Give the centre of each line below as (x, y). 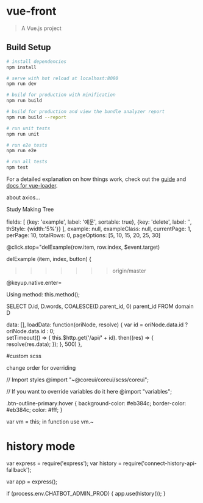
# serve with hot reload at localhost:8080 (62, 78)
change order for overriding (41, 368)
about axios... (23, 197)
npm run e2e (21, 151)
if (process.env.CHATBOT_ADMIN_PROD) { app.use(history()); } (86, 493)
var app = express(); (32, 482)
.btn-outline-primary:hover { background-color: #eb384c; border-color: (96, 403)
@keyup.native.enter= (34, 283)
